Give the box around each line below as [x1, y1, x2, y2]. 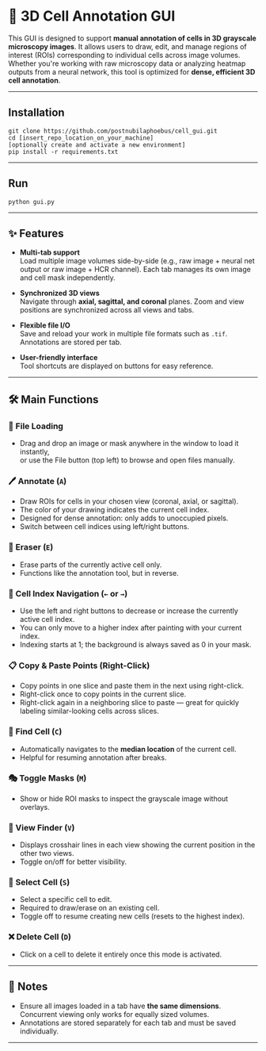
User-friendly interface [19, 353, 98, 362]
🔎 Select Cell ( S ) [8, 876, 70, 888]
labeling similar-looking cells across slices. [19, 706, 160, 716]
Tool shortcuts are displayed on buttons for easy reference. [19, 361, 214, 371]
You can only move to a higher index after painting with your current [19, 623, 242, 632]
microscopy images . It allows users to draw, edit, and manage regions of [8, 41, 247, 51]
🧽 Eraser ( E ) [8, 542, 54, 553]
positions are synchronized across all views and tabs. [19, 305, 195, 315]
